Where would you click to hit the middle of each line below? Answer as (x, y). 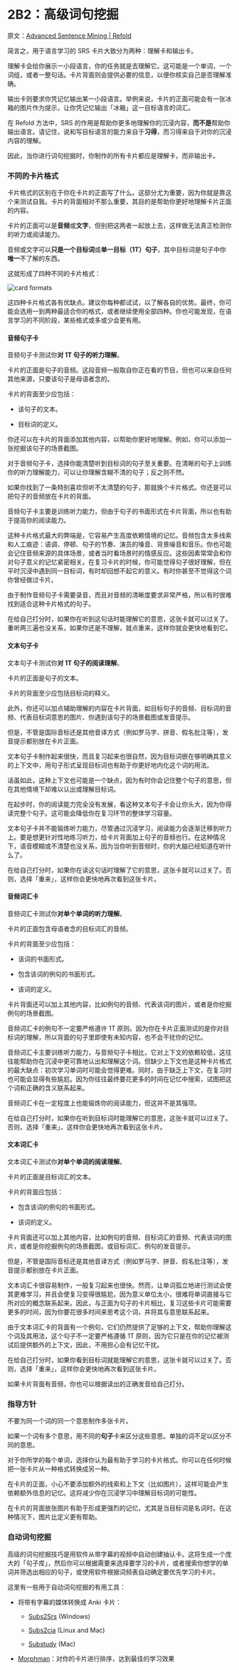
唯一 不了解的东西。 (36, 259)
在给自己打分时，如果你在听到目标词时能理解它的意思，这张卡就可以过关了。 (119, 1118)
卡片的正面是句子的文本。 (45, 678)
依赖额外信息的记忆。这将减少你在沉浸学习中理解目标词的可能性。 (104, 1493)
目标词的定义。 (39, 425)
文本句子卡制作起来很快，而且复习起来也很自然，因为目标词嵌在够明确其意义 (119, 756)
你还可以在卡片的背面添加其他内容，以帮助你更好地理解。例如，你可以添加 (116, 440)
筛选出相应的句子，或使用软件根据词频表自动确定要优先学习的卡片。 (119, 1572)
